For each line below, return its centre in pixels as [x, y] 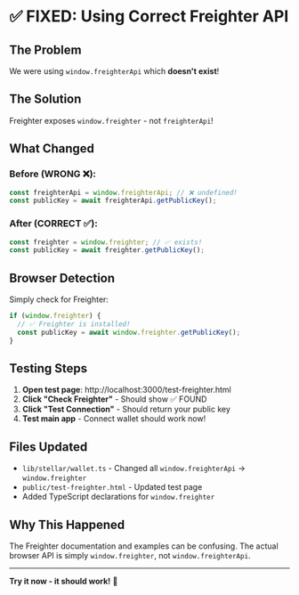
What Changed [52, 149]
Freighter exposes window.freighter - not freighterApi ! [111, 120]
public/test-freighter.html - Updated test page [112, 487]
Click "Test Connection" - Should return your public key [126, 409]
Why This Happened [67, 524]
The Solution [45, 99]
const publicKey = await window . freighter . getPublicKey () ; [129, 332]
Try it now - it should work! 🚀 [64, 582]
